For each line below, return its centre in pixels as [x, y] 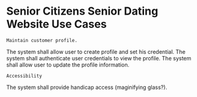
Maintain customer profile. [42, 40]
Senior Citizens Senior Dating [82, 11]
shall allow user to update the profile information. [68, 65]
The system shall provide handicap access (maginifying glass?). [87, 87]
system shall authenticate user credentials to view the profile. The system [99, 58]
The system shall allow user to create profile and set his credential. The [96, 52]
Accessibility [24, 76]
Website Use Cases [57, 24]
